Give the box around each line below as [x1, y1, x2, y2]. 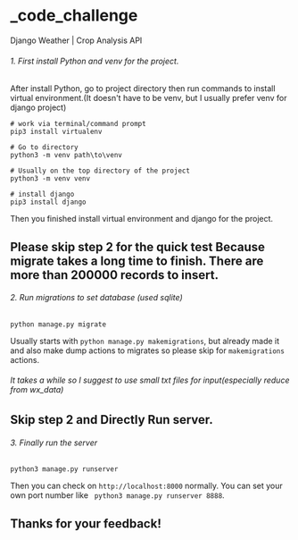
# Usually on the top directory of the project [10, 166, 191, 175]
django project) [10, 102, 67, 113]
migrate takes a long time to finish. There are [10, 253, 264, 268]
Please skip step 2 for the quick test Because [10, 239, 266, 255]
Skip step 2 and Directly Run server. [10, 412, 213, 427]
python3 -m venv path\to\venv [10, 151, 123, 160]
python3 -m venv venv [10, 174, 91, 183]
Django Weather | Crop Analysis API [10, 35, 143, 46]
